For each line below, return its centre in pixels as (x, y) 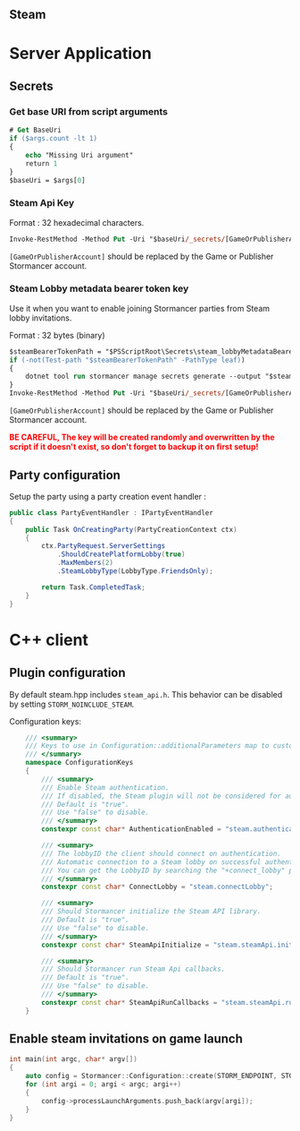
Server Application (80, 53)
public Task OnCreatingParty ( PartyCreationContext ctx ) (132, 529)
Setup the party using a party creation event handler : (108, 496)
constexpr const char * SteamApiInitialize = (125, 945)
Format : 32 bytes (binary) (57, 335)
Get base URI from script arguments (88, 111)
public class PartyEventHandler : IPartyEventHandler (112, 513)
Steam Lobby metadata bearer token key (99, 288)
